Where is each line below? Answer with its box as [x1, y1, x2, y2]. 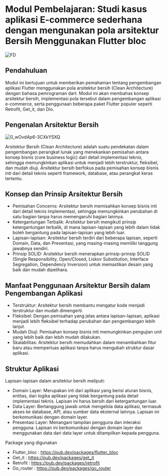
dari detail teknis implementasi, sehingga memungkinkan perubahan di [12, 208, 158, 214]
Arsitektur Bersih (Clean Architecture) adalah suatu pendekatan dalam [5, 143, 149, 149]
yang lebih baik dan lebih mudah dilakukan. [12, 334, 102, 340]
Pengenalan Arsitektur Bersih [5, 121, 99, 129]
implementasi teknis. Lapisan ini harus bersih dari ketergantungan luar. [12, 398, 158, 404]
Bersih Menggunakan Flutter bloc [5, 35, 147, 47]
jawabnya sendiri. [12, 246, 49, 252]
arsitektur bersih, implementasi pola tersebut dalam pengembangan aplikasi [5, 95, 161, 101]
